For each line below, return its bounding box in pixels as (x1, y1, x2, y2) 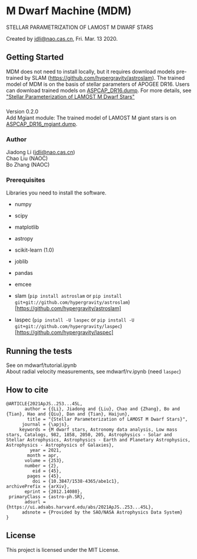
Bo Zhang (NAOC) (6, 161, 50, 168)
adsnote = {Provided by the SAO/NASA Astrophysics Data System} (21, 509, 183, 515)
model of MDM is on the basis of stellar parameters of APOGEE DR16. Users (6, 80, 190, 87)
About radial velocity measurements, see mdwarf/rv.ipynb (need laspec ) (6, 368, 181, 375)
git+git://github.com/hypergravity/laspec (14, 324, 121, 330)
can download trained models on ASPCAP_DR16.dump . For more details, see (6, 87, 192, 94)
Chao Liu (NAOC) (6, 155, 48, 162)
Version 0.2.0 (6, 108, 39, 115)
